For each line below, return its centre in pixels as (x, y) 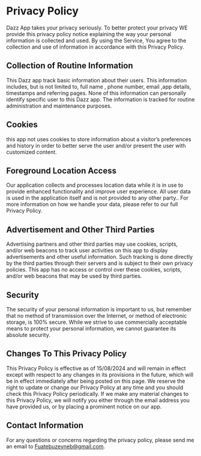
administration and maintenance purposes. (59, 106)
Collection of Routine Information (70, 66)
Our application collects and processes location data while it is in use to (95, 185)
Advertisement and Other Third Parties (80, 230)
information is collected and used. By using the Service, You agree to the (96, 40)
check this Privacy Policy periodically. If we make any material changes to (97, 394)
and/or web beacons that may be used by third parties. (74, 276)
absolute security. (28, 335)
